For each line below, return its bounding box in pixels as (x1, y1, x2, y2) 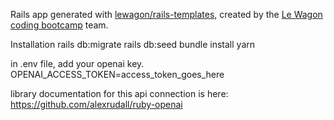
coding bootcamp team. (10, 19, 109, 31)
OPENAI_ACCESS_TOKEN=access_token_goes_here (10, 69, 225, 80)
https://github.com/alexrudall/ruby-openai (10, 99, 183, 110)
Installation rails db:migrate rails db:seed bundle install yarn (10, 39, 256, 50)
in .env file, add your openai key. (10, 58, 145, 69)
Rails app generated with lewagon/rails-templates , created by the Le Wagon (10, 9, 323, 20)
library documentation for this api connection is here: (10, 88, 229, 99)
